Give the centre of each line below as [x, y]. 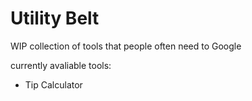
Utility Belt [55, 18]
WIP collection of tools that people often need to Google [126, 46]
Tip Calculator [53, 84]
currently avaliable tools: [61, 65]
